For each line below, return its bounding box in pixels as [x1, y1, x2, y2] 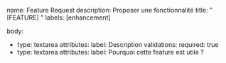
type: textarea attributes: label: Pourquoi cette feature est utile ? [16, 48, 204, 56]
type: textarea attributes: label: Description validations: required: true [16, 41, 220, 48]
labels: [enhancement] [45, 13, 111, 22]
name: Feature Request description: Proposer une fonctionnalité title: [6, 6, 208, 14]
